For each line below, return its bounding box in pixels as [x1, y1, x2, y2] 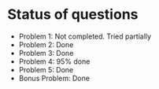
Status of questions [7, 6, 139, 24]
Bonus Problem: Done [18, 73, 90, 83]
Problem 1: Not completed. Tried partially [18, 32, 151, 41]
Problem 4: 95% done [18, 57, 91, 66]
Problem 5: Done [18, 65, 74, 74]
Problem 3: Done [18, 48, 74, 57]
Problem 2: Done [18, 39, 74, 49]
